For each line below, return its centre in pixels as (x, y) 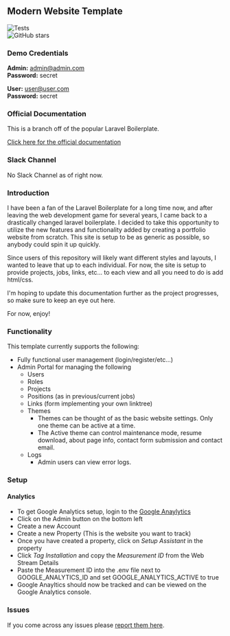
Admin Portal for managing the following (74, 367)
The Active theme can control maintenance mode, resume (120, 433)
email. (46, 447)
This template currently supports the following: (73, 346)
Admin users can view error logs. (84, 462)
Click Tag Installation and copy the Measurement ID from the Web (111, 555)
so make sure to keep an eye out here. (61, 300)
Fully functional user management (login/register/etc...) (95, 360)
